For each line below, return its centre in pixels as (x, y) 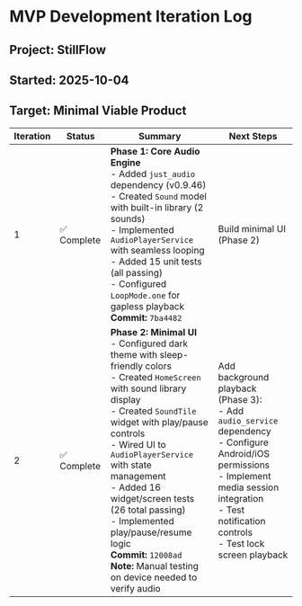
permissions (244, 465)
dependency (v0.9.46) (158, 184)
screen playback (253, 555)
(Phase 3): (240, 399)
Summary (160, 136)
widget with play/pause (159, 422)
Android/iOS (244, 453)
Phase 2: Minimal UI (154, 332)
